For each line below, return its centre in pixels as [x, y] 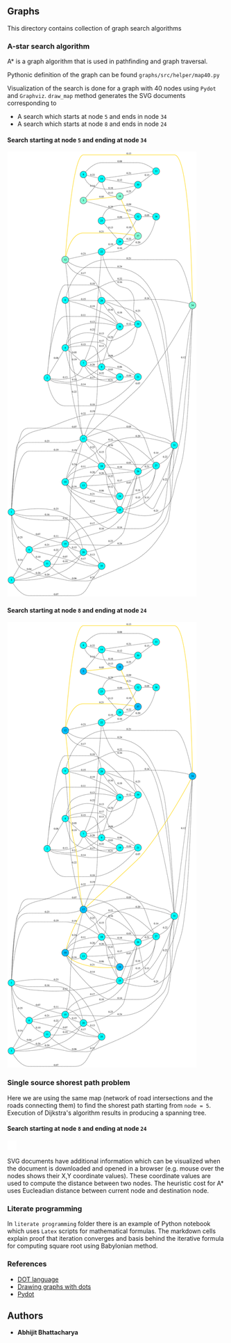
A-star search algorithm [49, 46]
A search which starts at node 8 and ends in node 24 [92, 124]
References [27, 1264]
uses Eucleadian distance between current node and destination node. [108, 1191]
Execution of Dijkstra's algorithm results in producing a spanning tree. [107, 1113]
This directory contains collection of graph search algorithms [94, 28]
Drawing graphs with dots [54, 1287]
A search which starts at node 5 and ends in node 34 [92, 117]
